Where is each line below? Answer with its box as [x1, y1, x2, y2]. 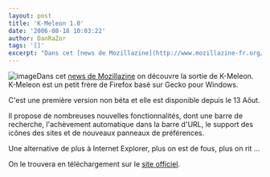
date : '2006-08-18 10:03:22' [8, 27, 106, 35]
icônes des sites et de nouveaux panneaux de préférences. [8, 128, 205, 138]
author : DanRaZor [8, 34, 67, 43]
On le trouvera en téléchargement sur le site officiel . [8, 159, 181, 169]
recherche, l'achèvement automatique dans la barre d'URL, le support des [8, 120, 254, 129]
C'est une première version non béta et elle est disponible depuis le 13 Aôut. [8, 96, 260, 105]
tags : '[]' [8, 42, 45, 50]
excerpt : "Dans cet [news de [8, 49, 106, 57]
